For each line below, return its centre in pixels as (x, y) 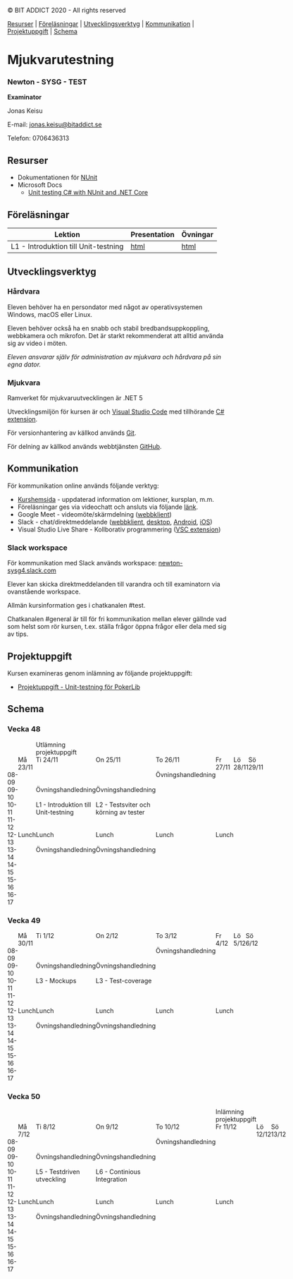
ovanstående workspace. (44, 592)
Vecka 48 (24, 729)
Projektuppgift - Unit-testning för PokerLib (79, 687)
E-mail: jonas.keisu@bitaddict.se (55, 125)
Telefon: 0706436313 (38, 138)
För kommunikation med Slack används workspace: (82, 563)
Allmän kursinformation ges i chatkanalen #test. (76, 606)
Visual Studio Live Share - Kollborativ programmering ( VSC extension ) (119, 529)
